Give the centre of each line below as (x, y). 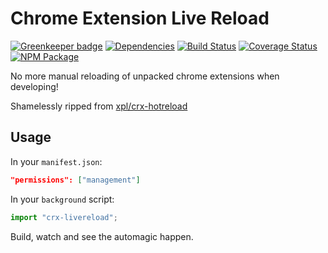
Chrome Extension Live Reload (140, 18)
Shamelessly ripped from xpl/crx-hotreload (99, 106)
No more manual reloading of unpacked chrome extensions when (145, 76)
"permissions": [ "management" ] (75, 180)
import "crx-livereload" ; (64, 217)
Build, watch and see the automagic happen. (102, 236)
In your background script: (62, 199)
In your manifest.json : (56, 161)
